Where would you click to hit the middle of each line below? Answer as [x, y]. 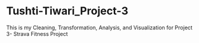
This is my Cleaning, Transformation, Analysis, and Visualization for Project [99, 27]
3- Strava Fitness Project [37, 33]
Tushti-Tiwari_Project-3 [67, 11]
